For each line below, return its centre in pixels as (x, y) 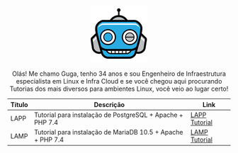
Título (19, 104)
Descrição (109, 104)
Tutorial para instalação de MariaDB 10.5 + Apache (109, 132)
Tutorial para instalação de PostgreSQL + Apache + (109, 115)
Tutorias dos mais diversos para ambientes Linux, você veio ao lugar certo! (119, 89)
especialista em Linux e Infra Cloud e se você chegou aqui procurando (119, 81)
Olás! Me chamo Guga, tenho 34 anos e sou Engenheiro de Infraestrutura (119, 74)
